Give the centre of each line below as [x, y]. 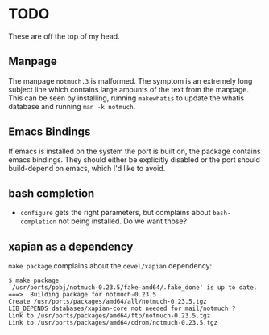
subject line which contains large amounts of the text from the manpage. [129, 89]
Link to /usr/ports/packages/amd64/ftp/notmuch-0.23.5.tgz [110, 316]
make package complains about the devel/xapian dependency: [110, 266]
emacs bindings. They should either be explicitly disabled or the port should [134, 159]
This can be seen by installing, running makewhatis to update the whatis [126, 98]
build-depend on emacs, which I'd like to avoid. [87, 168]
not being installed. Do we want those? [123, 221]
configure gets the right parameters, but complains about [115, 213]
